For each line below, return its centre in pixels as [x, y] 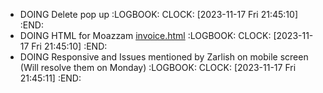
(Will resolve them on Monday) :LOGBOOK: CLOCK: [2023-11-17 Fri [158, 67]
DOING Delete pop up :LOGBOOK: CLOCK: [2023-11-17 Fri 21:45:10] [158, 14]
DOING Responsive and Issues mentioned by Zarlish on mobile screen [164, 57]
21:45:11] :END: [50, 78]
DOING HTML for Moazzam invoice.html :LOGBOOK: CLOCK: [145, 35]
